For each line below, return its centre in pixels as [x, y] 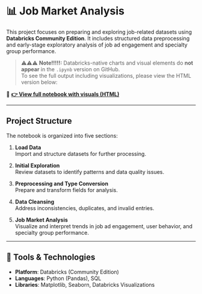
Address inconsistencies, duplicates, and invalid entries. [84, 208]
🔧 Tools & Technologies [51, 257]
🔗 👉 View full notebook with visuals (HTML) [63, 94]
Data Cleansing [35, 202]
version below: [39, 82]
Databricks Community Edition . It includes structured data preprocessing [98, 38]
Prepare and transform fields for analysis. [66, 190]
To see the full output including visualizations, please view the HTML [106, 75]
